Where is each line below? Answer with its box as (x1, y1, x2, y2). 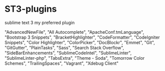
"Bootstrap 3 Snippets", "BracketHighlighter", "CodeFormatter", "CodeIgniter (4, 34, 160, 40)
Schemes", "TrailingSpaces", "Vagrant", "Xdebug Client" (4, 60, 119, 66)
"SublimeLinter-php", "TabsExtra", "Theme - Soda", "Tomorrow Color (4, 55, 145, 61)
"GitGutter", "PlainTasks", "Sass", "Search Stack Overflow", (4, 45, 124, 50)
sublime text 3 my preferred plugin (4, 20, 75, 25)
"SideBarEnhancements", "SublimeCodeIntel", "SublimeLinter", (4, 50, 132, 56)
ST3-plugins (4, 3, 57, 15)
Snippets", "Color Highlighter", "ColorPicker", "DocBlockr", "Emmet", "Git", (4, 39, 155, 45)
